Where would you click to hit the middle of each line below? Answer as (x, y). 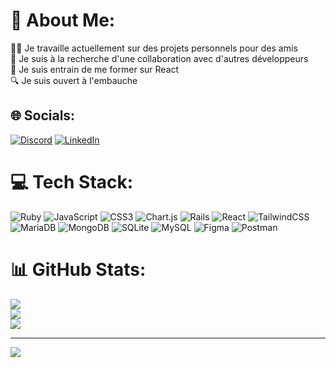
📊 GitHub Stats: (78, 269)
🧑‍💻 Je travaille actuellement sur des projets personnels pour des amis (154, 48)
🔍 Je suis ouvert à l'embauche (74, 80)
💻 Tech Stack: (72, 181)
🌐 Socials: (43, 115)
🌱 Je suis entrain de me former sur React (95, 69)
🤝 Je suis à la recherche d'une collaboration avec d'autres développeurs (159, 58)
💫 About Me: (63, 20)
